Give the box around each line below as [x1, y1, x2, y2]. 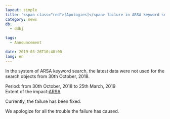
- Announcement [10, 40, 42, 46]
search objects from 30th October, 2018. [5, 73, 90, 79]
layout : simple [5, 7, 37, 13]
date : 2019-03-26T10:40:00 [5, 49, 62, 54]
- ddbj [10, 26, 24, 31]
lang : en [5, 54, 24, 59]
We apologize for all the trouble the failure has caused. [5, 108, 119, 114]
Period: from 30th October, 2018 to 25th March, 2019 [5, 83, 116, 89]
